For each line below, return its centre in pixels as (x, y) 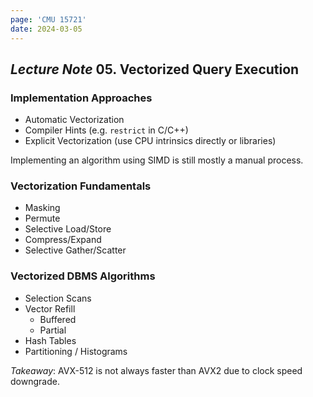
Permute (42, 218)
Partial (53, 330)
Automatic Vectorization (74, 120)
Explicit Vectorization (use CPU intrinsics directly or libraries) (150, 141)
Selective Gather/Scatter (75, 250)
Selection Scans (58, 298)
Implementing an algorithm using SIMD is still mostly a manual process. (157, 160)
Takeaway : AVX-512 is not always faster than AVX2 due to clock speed (156, 370)
